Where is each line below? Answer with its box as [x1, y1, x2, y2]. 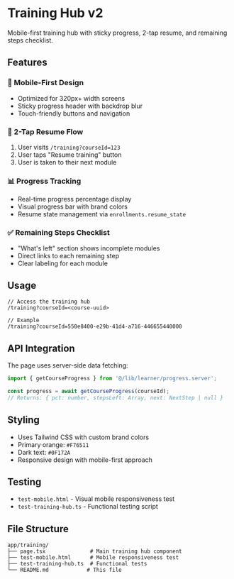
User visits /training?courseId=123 [17, 143, 121, 151]
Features [7, 57, 48, 69]
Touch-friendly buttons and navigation [17, 109, 130, 118]
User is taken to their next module [17, 158, 117, 166]
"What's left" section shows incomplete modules [17, 243, 160, 253]
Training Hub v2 [7, 5, 104, 21]
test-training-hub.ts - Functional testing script [17, 502, 158, 511]
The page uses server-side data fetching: [7, 361, 129, 370]
